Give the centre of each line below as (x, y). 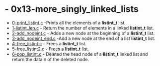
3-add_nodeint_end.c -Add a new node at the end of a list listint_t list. (83, 38)
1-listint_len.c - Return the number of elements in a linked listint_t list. (83, 28)
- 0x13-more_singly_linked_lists (72, 9)
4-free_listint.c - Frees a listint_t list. (49, 43)
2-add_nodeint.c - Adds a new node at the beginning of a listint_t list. (83, 33)
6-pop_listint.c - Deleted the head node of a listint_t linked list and (80, 54)
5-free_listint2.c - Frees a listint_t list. (50, 49)
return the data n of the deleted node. (50, 59)
